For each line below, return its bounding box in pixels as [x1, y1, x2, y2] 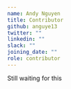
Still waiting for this [7, 74, 63, 82]
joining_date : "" [7, 49, 58, 56]
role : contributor [7, 55, 61, 62]
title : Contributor [7, 17, 64, 23]
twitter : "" [7, 29, 42, 37]
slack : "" [7, 42, 36, 49]
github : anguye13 [7, 23, 58, 30]
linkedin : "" [7, 36, 45, 43]
